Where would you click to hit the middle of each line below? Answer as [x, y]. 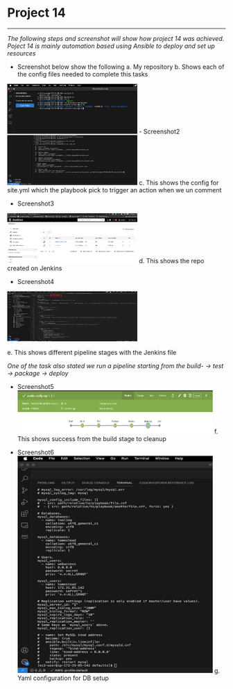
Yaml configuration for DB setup [63, 678]
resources [21, 53]
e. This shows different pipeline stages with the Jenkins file [92, 352]
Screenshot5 [35, 386]
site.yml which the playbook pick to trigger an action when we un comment [114, 190]
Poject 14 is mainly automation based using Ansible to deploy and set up [111, 46]
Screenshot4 [35, 281]
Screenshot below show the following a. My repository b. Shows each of [121, 67]
